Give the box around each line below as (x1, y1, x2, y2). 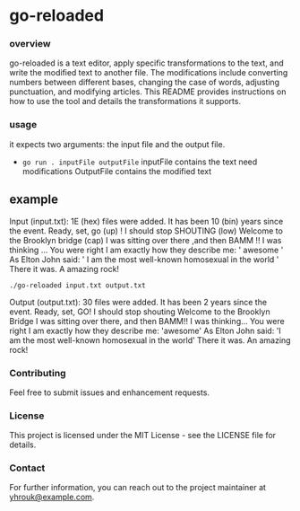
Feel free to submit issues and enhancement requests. (9, 387, 210, 398)
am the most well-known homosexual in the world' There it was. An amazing (9, 334, 291, 346)
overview (9, 38, 51, 50)
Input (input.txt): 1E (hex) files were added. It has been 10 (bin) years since (9, 216, 284, 226)
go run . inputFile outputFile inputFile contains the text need (21, 156, 258, 167)
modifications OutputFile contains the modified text (21, 165, 212, 176)
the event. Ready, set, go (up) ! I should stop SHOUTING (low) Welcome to (9, 225, 284, 236)
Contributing (9, 366, 66, 379)
